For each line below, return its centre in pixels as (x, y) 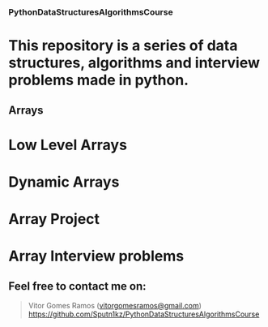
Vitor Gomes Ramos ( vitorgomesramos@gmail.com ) (115, 306)
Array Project (54, 219)
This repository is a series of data (123, 46)
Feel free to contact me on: (78, 286)
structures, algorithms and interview (134, 63)
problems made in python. (98, 80)
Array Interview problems (96, 256)
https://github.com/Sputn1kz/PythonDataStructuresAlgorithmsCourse (144, 314)
